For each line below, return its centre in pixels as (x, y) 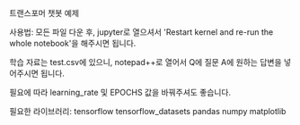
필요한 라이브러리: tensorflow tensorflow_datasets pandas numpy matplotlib (148, 111)
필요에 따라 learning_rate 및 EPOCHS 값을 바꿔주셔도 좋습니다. (120, 92)
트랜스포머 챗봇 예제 (44, 13)
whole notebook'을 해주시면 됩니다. (73, 43)
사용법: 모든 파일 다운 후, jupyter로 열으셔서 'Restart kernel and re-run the (141, 32)
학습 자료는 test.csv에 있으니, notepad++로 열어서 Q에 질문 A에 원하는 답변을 (146, 62)
